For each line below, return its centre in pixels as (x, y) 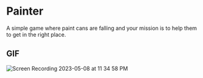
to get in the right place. (36, 34)
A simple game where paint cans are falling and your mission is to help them (102, 28)
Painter (25, 11)
